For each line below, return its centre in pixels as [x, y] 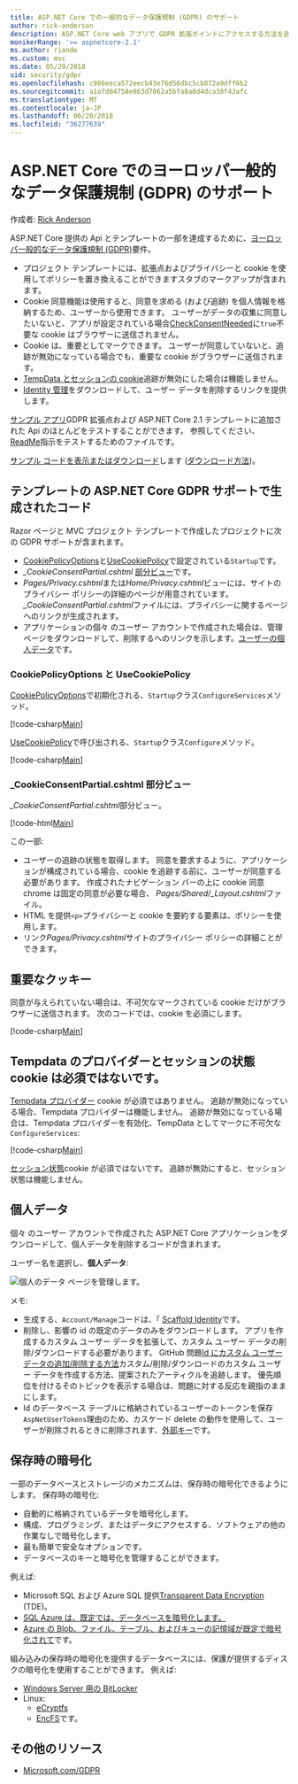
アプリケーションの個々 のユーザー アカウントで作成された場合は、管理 [153, 627]
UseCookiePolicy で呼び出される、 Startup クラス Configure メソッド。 [134, 742]
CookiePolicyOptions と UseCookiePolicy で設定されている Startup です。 [152, 560]
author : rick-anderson [52, 26]
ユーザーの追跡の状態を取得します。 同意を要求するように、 [132, 861]
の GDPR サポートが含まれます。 [69, 542]
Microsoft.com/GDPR [61, 1771]
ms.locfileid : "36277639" [57, 125]
